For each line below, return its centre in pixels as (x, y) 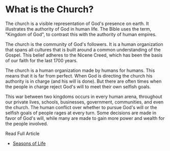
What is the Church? (50, 9)
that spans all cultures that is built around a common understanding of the (83, 49)
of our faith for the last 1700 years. (42, 60)
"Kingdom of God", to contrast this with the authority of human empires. (81, 34)
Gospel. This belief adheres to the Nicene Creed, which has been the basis (84, 55)
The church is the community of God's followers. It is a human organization (84, 44)
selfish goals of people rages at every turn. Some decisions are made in (81, 113)
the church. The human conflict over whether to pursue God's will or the (81, 107)
